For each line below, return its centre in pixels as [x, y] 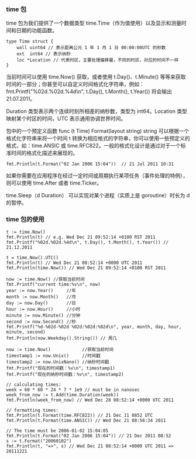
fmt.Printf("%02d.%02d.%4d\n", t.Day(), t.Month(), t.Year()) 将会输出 [89, 91]
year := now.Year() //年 [41, 290]
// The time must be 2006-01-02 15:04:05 [57, 431]
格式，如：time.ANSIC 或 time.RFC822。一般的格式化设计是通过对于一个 [94, 146]
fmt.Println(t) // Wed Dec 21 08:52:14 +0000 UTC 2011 [74, 263]
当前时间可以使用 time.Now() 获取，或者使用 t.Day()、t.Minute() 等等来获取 [96, 77]
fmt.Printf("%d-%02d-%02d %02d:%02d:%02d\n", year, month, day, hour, [94, 327]
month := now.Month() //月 [41, 297]
